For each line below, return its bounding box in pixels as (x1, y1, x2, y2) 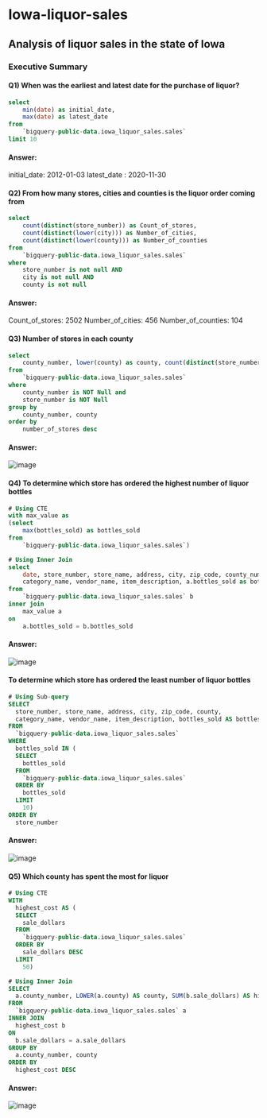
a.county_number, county (15, 1051, 98, 1059)
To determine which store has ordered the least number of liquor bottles (8, 675, 251, 685)
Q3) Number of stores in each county (8, 334, 133, 343)
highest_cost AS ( (15, 903, 77, 911)
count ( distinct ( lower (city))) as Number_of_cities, (22, 229, 197, 238)
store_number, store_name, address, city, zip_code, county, (15, 707, 222, 716)
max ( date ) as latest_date (22, 113, 109, 121)
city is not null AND (22, 273, 94, 281)
